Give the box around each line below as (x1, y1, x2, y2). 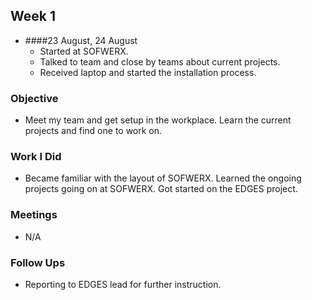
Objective (10, 91, 59, 105)
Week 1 (10, 8, 56, 25)
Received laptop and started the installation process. (39, 66, 257, 78)
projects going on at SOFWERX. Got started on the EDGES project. (24, 183, 298, 195)
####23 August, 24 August (24, 34, 138, 46)
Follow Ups (10, 255, 66, 269)
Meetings (10, 208, 58, 222)
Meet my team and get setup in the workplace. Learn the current (24, 114, 292, 126)
